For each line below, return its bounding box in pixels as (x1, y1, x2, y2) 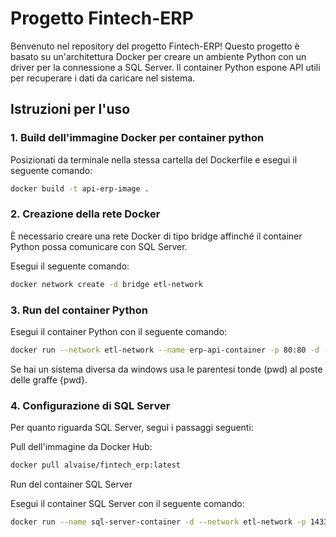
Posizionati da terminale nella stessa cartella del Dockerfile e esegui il (10, 153, 298, 166)
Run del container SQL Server (10, 478, 133, 491)
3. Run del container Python (10, 303, 148, 317)
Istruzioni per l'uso (10, 101, 131, 118)
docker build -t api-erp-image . (10, 183, 150, 194)
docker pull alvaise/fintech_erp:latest (10, 460, 182, 471)
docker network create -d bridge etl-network (10, 279, 203, 289)
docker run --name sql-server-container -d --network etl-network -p (10, 517, 307, 527)
